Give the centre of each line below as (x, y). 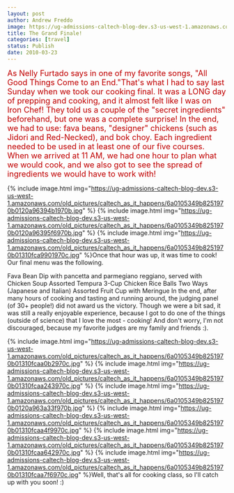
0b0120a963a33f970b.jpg (45, 408)
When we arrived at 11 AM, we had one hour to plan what (112, 156)
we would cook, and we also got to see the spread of (105, 165)
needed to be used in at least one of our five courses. (106, 146)
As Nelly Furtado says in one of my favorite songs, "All (107, 73)
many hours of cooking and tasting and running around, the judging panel (113, 298)
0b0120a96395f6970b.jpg (45, 233)
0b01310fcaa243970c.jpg (44, 386)
